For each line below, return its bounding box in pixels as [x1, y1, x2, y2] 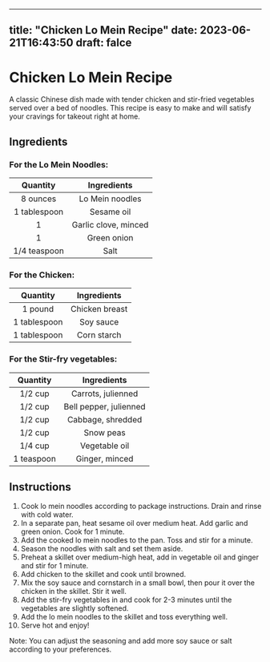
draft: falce [75, 36, 132, 50]
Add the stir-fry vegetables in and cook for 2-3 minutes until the [20, 595, 232, 605]
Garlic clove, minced [71, 220, 149, 231]
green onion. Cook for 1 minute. [20, 527, 125, 537]
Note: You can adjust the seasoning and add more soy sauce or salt [9, 636, 232, 646]
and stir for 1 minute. [20, 561, 89, 571]
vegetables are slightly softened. [20, 603, 129, 613]
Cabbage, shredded [67, 414, 143, 425]
